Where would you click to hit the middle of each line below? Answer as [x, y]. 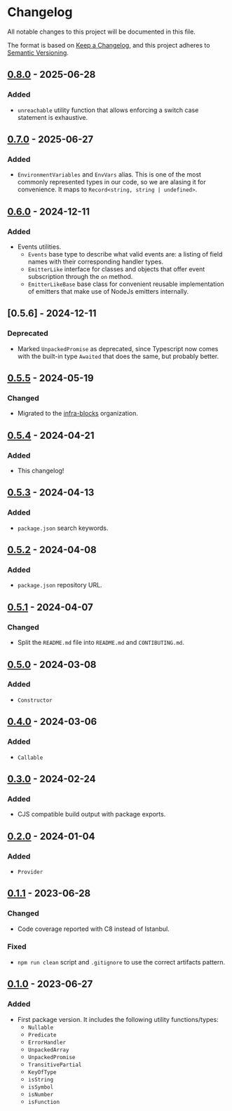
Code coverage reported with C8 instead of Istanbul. [93, 929]
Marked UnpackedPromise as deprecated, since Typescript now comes [118, 348]
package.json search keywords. [63, 528]
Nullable [41, 1028]
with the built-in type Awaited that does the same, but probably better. [118, 356]
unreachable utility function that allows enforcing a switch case [108, 110]
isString [41, 1079]
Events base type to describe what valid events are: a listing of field [125, 254]
